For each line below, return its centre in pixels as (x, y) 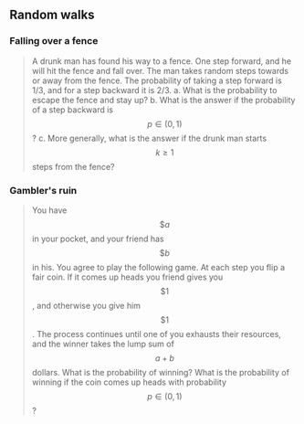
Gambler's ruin (43, 190)
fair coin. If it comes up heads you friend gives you (127, 277)
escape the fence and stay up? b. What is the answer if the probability (163, 100)
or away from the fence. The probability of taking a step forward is (157, 80)
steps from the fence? (73, 166)
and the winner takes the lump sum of (103, 344)
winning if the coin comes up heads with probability (129, 382)
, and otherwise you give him (86, 305)
